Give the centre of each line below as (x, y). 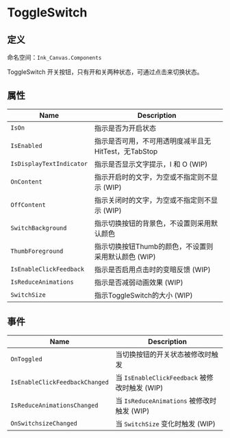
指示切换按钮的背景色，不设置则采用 (153, 223)
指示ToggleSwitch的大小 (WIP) (144, 295)
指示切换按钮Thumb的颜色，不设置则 (154, 246)
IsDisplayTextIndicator (49, 163)
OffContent (28, 205)
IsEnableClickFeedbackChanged (60, 382)
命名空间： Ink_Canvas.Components (54, 57)
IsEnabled (26, 146)
